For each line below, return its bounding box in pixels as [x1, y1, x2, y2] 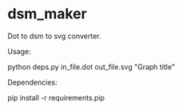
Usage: [7, 46, 31, 56]
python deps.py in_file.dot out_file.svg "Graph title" [7, 61, 175, 72]
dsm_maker [7, 5, 87, 23]
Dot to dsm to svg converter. [7, 31, 101, 41]
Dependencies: [7, 77, 58, 87]
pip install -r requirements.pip [7, 92, 105, 102]
